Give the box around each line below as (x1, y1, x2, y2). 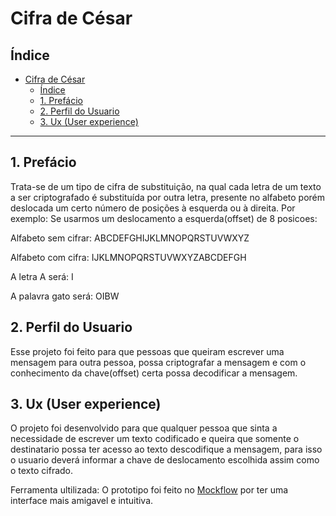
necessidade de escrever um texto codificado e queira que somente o (10, 433, 300, 445)
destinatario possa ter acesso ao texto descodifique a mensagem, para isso (10, 443, 323, 456)
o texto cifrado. (10, 465, 74, 477)
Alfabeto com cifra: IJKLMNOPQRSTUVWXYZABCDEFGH (10, 251, 247, 263)
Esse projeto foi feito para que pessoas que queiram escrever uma (10, 345, 285, 357)
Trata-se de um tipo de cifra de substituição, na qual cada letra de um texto (10, 180, 322, 192)
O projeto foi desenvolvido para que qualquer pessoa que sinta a (10, 422, 278, 434)
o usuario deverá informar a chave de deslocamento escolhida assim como (10, 454, 320, 466)
